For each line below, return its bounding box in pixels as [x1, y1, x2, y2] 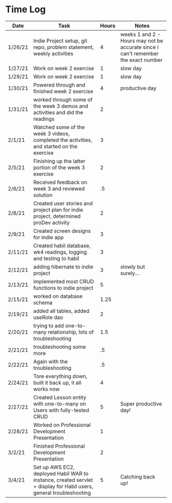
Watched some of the [33, 123, 85, 131]
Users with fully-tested [33, 406, 90, 413]
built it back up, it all [33, 379, 81, 386]
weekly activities [33, 50, 73, 57]
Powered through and [33, 81, 85, 88]
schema [33, 299, 53, 306]
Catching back [120, 473, 156, 480]
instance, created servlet [33, 476, 93, 484]
